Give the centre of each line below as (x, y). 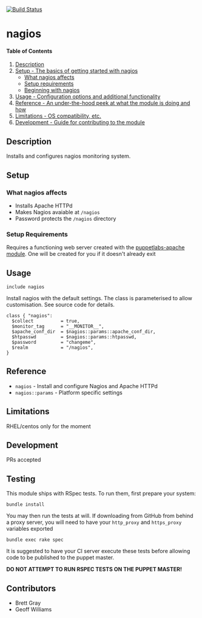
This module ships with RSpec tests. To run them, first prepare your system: (101, 494)
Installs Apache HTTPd (44, 206)
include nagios (25, 287)
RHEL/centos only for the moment (49, 426)
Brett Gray (28, 603)
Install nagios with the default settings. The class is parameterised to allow (99, 298)
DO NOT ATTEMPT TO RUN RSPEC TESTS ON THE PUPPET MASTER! (94, 569)
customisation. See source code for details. (61, 304)
